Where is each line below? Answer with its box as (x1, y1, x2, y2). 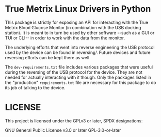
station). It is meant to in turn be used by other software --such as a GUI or (5, 30, 155, 35)
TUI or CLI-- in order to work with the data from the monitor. (5, 35, 125, 41)
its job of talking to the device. (5, 85, 65, 90)
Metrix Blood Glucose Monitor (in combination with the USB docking (5, 24, 142, 30)
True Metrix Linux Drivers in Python (5, 3, 151, 15)
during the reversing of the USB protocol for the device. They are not (5, 69, 143, 75)
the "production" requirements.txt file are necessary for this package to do (5, 79, 157, 86)
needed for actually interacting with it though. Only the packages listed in (5, 74, 151, 80)
